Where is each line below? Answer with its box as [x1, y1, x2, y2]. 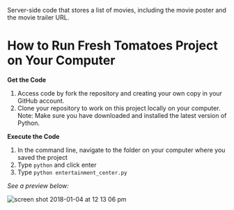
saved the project [17, 153, 68, 161]
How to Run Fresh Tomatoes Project [7, 38, 218, 54]
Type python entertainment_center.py [17, 167, 127, 177]
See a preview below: [7, 181, 70, 190]
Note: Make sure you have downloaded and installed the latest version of [17, 111, 227, 119]
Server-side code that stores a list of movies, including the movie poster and [7, 6, 226, 14]
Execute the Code [7, 132, 60, 140]
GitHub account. [17, 96, 65, 105]
